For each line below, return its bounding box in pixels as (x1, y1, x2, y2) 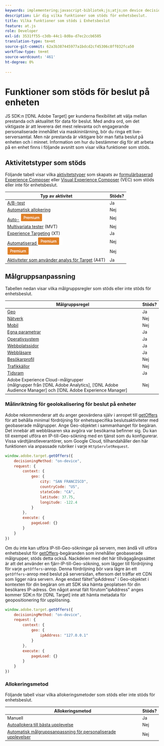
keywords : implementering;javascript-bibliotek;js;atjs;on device (5, 8, 143, 13)
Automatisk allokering (7, 207, 51, 213)
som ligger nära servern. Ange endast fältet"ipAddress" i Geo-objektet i (5, 576, 149, 582)
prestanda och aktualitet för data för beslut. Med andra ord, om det (5, 118, 140, 124)
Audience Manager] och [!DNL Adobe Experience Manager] (7, 387, 128, 393)
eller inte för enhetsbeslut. (5, 182, 58, 188)
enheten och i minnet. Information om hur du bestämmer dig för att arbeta (5, 139, 154, 145)
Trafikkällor (7, 363, 30, 369)
